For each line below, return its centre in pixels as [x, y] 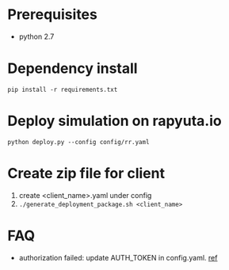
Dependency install [73, 68]
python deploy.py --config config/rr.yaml [78, 142]
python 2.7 [36, 36]
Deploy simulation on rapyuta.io [115, 121]
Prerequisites [53, 15]
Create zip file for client [86, 173]
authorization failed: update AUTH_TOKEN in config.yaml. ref [118, 257]
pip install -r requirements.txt [63, 89]
